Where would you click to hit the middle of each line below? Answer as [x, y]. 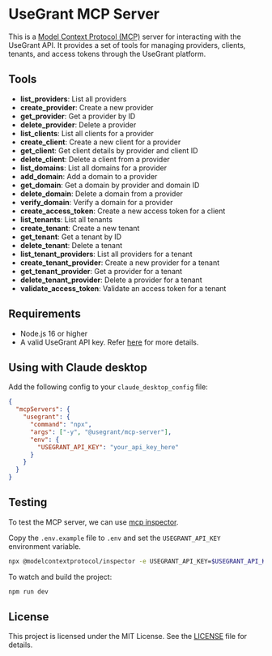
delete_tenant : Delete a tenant [71, 245]
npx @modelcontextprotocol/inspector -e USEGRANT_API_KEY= [110, 561]
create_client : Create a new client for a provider [100, 142]
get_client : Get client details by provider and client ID [109, 150]
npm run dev [28, 592]
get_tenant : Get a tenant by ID [71, 237]
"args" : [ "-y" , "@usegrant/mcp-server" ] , [101, 432]
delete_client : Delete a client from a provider [95, 159]
